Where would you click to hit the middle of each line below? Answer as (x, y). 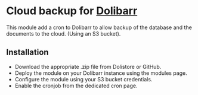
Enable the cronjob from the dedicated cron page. (76, 85)
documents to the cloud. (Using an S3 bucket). (64, 33)
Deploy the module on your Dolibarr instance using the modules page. (101, 73)
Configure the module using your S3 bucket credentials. (83, 79)
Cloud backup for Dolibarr (72, 11)
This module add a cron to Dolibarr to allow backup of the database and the (99, 27)
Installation (27, 53)
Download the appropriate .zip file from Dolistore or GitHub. (88, 66)
